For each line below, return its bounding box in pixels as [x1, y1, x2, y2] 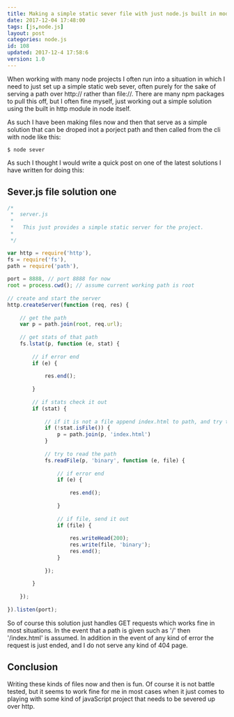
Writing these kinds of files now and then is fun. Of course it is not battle [7, 679, 215, 688]
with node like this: [7, 133, 61, 141]
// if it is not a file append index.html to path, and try [44, 418, 223, 425]
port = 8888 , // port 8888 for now [7, 276, 111, 282]
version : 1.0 [7, 56, 45, 63]
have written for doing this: [7, 165, 85, 174]
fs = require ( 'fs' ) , [7, 256, 68, 263]
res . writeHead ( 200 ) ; [69, 535, 130, 542]
